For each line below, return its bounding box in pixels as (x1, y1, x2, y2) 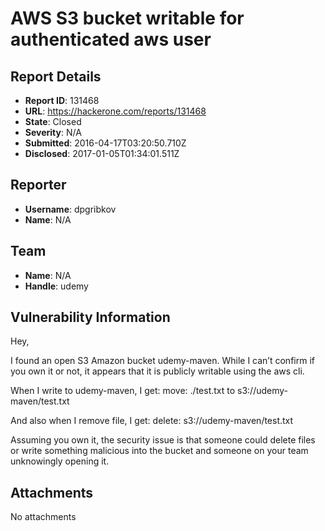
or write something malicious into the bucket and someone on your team (10, 445, 309, 457)
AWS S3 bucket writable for (10, 7, 245, 30)
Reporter (10, 177, 67, 194)
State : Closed (24, 116, 82, 127)
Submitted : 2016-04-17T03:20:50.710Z (24, 137, 187, 149)
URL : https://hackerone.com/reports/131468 (24, 105, 207, 117)
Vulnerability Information (10, 309, 171, 326)
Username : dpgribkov (24, 203, 117, 215)
